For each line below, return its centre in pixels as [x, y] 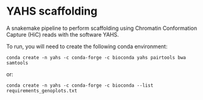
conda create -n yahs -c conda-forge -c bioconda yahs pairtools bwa [96, 57]
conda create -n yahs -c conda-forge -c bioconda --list [80, 85]
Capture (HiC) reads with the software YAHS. [63, 34]
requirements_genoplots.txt [42, 91]
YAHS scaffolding [52, 11]
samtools [17, 63]
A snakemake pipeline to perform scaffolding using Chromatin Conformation [102, 28]
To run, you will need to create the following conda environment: [87, 46]
